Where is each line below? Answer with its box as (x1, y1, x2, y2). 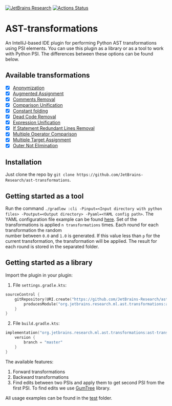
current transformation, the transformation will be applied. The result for (5, 238, 157, 244)
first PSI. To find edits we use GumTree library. (12, 385, 111, 391)
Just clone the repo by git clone (5, 171, 75, 178)
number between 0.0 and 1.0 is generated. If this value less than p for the (5, 233, 160, 239)
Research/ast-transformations (5, 178, 70, 183)
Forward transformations (12, 369, 66, 375)
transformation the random (5, 227, 62, 234)
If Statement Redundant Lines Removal (12, 125, 95, 131)
